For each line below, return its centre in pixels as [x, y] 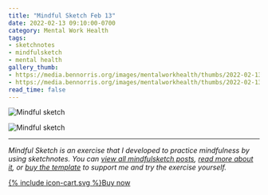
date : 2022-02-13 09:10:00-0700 [62, 23]
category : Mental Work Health [59, 30]
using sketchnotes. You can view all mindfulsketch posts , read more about [131, 159]
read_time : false [37, 90]
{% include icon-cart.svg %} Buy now [69, 183]
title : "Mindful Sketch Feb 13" [62, 16]
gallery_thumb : [33, 68]
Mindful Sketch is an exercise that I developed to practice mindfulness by [129, 150]
